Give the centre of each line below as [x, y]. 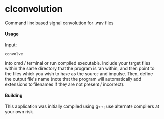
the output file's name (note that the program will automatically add [73, 79]
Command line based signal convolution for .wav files [59, 23]
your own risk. [20, 112]
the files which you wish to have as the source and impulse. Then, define [79, 74]
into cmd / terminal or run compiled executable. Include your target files [78, 63]
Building [14, 95]
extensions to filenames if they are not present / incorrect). [65, 84]
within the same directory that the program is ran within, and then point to [80, 69]
